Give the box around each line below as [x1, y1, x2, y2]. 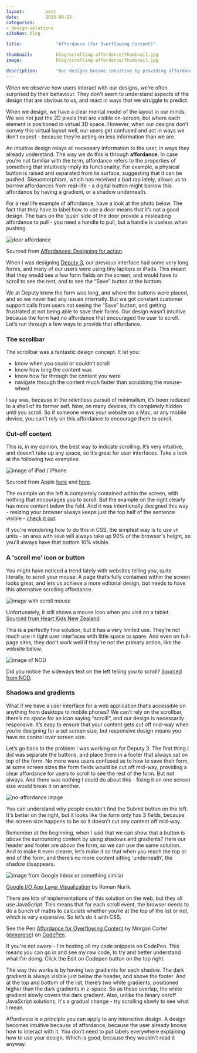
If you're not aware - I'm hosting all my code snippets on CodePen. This [6, 942, 180, 949]
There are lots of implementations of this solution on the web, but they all [6, 895, 183, 902]
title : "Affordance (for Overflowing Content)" [6, 41, 157, 47]
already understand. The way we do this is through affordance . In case [6, 151, 178, 158]
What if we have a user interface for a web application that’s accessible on [6, 702, 186, 709]
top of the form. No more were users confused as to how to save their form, [6, 757, 189, 764]
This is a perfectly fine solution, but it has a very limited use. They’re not [6, 626, 181, 633]
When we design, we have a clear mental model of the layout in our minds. [6, 108, 186, 115]
